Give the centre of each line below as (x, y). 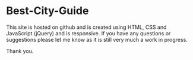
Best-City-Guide (48, 11)
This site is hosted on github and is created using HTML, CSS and (86, 27)
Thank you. (20, 51)
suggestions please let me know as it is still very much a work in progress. (97, 39)
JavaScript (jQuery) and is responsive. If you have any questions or (88, 33)
